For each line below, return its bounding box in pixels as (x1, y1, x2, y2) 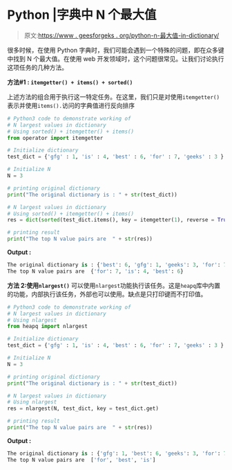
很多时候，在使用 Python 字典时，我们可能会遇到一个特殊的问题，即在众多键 (7, 46, 224, 54)
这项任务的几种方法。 (7, 63, 68, 71)
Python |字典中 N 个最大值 (7, 7, 157, 23)
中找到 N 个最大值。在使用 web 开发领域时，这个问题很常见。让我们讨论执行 (7, 54, 224, 63)
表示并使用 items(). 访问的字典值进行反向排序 (7, 101, 135, 109)
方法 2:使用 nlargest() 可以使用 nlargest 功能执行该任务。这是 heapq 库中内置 (7, 281, 221, 289)
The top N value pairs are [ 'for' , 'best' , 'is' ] (7, 456, 156, 463)
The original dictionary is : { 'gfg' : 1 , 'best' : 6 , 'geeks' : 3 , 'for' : (7, 450, 221, 457)
